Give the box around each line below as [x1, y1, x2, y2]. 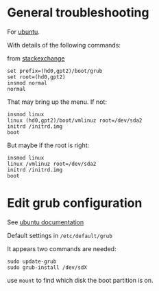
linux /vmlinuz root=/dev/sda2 [7, 160, 97, 167]
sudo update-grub [7, 258, 57, 265]
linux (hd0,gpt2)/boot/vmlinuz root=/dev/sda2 [7, 117, 143, 124]
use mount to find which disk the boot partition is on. [7, 276, 154, 284]
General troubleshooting [7, 5, 149, 21]
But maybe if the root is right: [7, 141, 90, 149]
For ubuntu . [7, 28, 40, 36]
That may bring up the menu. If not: [7, 98, 108, 106]
